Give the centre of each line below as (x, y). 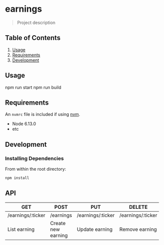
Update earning (95, 229)
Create (58, 223)
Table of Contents (33, 38)
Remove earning (138, 229)
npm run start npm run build (33, 87)
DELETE (138, 207)
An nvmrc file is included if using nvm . (43, 114)
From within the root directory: (36, 169)
